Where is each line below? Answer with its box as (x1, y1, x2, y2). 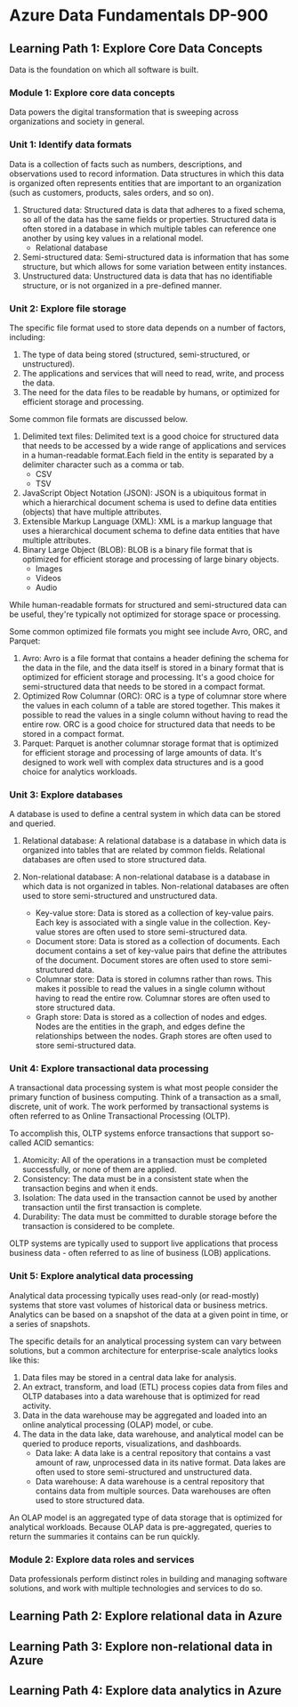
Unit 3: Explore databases (9, 789, 123, 801)
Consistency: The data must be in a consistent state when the (21, 1174, 249, 1185)
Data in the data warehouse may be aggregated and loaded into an (21, 1410, 268, 1420)
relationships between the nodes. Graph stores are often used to (35, 1031, 272, 1041)
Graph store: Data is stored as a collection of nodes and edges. (35, 1012, 268, 1023)
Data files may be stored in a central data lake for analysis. (21, 1371, 238, 1382)
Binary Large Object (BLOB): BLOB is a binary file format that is (21, 544, 254, 554)
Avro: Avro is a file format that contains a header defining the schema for (21, 652, 289, 663)
